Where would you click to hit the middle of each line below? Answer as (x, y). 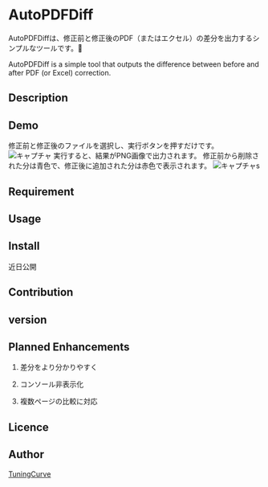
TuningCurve (30, 474)
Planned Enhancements (69, 347)
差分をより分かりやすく (59, 367)
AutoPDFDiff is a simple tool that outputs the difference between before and (134, 64)
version (28, 319)
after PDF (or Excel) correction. (60, 72)
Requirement (41, 192)
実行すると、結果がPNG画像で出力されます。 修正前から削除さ (156, 156)
